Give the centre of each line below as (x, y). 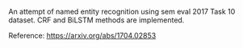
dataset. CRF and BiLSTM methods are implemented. (96, 20)
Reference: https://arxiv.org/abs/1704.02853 (82, 36)
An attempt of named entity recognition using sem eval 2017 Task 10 (122, 12)
